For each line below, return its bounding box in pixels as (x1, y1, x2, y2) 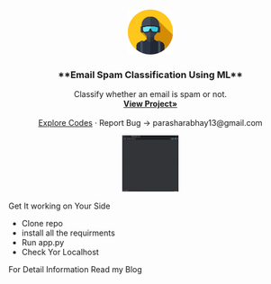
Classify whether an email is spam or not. (74, 89, 227, 100)
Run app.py (21, 237, 65, 248)
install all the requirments (21, 227, 116, 238)
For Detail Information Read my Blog (8, 264, 143, 275)
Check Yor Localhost (21, 247, 100, 258)
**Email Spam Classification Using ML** (57, 68, 244, 81)
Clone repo (21, 218, 64, 229)
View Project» (123, 99, 177, 110)
